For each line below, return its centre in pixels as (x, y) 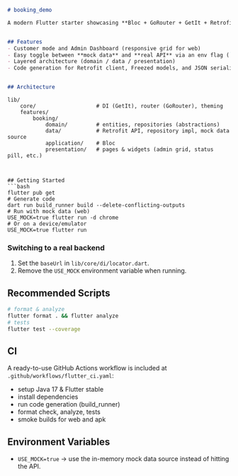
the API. (29, 466)
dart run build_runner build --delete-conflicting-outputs (96, 205)
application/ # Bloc (80, 143)
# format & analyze (36, 310)
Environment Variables (59, 442)
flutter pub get (31, 193)
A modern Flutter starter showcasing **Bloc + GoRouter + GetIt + (107, 23)
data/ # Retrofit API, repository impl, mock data (137, 131)
